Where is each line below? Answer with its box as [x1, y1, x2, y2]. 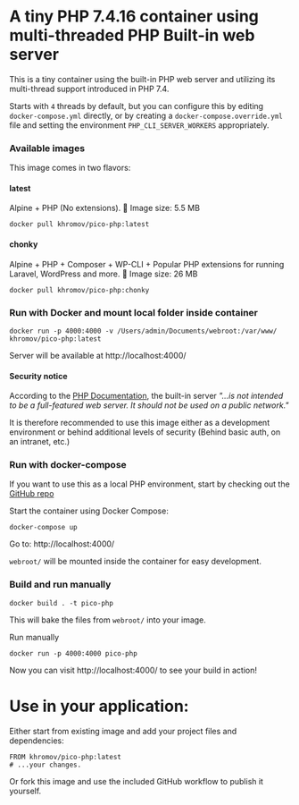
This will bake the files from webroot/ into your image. [9, 614, 207, 625]
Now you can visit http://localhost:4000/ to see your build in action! [9, 665, 257, 675]
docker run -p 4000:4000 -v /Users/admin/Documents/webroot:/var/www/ [9, 326, 278, 335]
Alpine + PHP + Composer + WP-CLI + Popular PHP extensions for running [9, 258, 285, 269]
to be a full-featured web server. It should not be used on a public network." [9, 400, 289, 411]
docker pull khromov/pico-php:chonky [9, 285, 150, 294]
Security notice [9, 370, 68, 381]
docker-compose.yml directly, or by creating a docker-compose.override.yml [9, 110, 283, 121]
